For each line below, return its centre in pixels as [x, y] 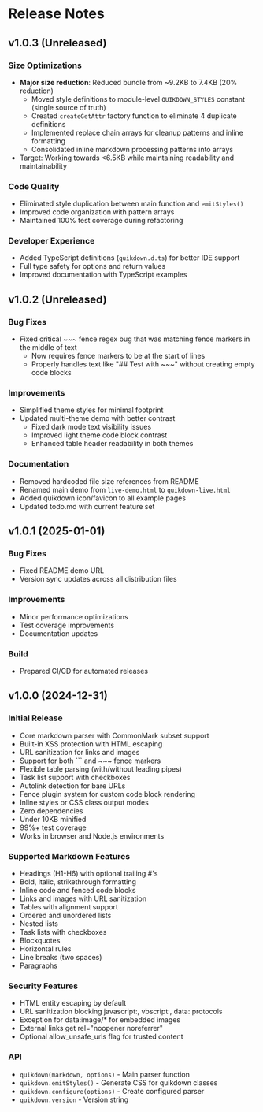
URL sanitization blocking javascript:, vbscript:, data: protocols [121, 1012]
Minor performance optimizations [74, 616]
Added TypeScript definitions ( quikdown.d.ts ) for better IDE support [130, 258]
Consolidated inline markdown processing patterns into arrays [132, 149]
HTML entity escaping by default [73, 1003]
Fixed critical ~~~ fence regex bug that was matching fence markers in [135, 339]
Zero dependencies [51, 811]
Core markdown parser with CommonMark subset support [115, 735]
